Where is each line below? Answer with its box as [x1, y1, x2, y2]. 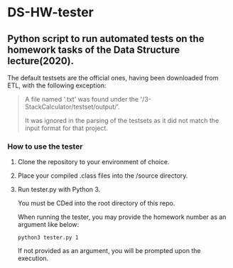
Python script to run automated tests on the [7, 33, 205, 45]
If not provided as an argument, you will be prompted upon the [17, 247, 201, 255]
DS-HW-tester [7, 4, 94, 21]
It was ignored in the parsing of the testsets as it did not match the [24, 117, 220, 124]
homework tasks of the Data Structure [7, 43, 180, 55]
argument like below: [17, 220, 80, 229]
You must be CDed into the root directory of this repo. [17, 199, 175, 208]
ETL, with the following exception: [7, 81, 107, 90]
